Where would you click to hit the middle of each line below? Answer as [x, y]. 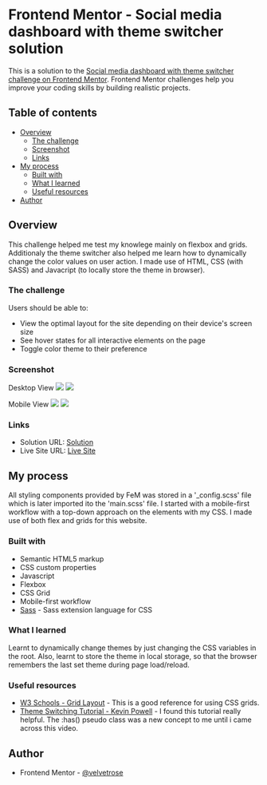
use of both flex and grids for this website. [78, 521]
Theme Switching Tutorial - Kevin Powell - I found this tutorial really [130, 712]
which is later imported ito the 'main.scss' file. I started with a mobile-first [129, 504]
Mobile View [29, 404]
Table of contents [53, 113]
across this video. [49, 728]
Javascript [37, 576]
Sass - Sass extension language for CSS [86, 609]
